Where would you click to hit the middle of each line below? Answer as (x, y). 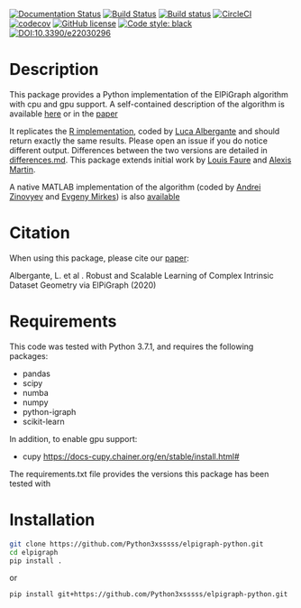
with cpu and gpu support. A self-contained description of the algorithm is (147, 104)
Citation (40, 233)
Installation (52, 520)
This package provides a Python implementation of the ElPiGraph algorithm (149, 94)
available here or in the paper (64, 114)
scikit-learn (43, 421)
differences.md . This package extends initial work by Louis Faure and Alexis (150, 160)
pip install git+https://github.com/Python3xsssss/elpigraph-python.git (149, 594)
